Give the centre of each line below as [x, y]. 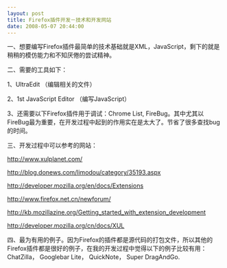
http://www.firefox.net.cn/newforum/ [59, 199]
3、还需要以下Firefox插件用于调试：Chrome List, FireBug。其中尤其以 [106, 113]
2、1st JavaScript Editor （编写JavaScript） [69, 99]
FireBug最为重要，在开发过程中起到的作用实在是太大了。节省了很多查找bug [114, 122]
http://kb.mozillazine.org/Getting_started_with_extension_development [107, 212]
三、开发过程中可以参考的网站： [52, 146]
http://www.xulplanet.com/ [45, 159]
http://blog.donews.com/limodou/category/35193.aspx [84, 172]
